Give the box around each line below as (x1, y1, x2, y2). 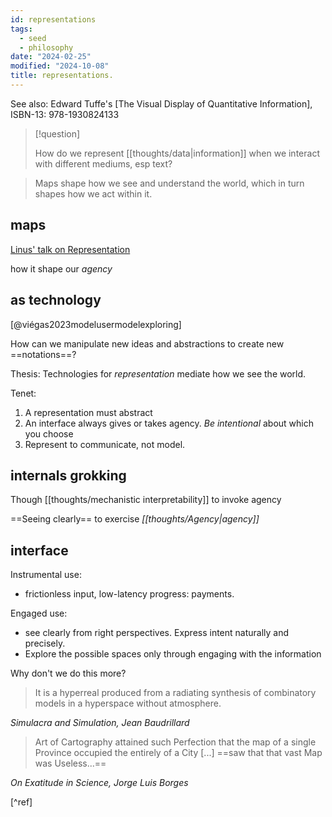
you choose (24, 427, 74, 440)
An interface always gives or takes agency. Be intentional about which (24, 417, 315, 429)
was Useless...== (34, 757, 107, 770)
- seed (19, 33, 47, 43)
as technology (10, 292, 102, 309)
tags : (10, 24, 33, 34)
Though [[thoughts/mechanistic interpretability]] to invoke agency (10, 494, 282, 506)
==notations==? (10, 348, 77, 360)
